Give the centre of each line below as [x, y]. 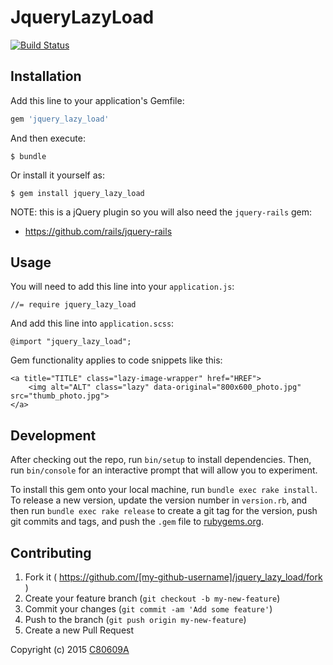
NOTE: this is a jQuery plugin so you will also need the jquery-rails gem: [161, 212]
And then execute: [48, 138]
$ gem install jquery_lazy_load [77, 193]
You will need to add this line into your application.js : [122, 287]
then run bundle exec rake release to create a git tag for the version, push [164, 511]
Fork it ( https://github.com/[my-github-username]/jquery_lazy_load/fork [173, 577]
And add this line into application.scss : [92, 323]
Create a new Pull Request [79, 630]
